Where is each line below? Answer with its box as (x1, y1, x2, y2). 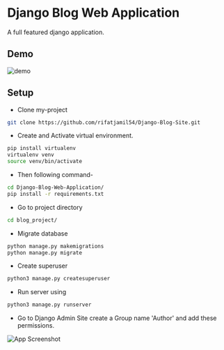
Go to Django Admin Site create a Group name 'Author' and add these (17, 314, 217, 322)
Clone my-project (17, 105, 68, 114)
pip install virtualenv (7, 145, 77, 152)
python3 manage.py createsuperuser (7, 275, 111, 282)
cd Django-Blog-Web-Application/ (7, 184, 104, 191)
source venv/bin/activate (7, 158, 82, 165)
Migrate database (17, 229, 68, 238)
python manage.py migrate (7, 249, 82, 256)
